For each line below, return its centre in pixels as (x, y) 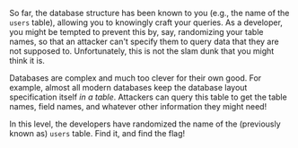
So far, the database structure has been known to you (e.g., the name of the (149, 13)
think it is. (27, 61)
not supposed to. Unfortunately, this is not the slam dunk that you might (142, 51)
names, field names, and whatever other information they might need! (138, 106)
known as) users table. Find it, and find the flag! (97, 133)
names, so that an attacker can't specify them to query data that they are (145, 41)
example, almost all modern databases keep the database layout (128, 87)
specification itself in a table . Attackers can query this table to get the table (148, 97)
